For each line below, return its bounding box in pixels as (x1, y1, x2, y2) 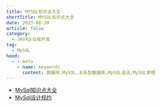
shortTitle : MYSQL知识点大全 (6, 14, 75, 20)
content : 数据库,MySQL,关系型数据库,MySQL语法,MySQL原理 (22, 70, 156, 75)
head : (6, 53, 20, 59)
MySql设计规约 (14, 94, 52, 101)
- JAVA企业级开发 (11, 36, 50, 42)
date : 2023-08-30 (6, 20, 50, 26)
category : (6, 31, 31, 37)
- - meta (11, 58, 34, 64)
